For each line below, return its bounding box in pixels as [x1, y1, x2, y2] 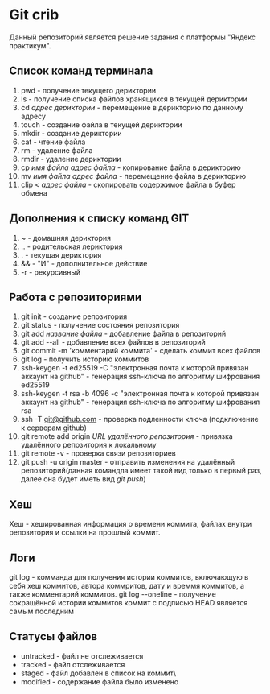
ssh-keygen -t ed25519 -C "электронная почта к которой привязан [20, 363, 249, 373]
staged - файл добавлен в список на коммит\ [20, 668, 176, 678]
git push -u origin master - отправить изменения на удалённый [20, 457, 235, 467]
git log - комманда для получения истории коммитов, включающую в [9, 572, 249, 581]
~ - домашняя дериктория [20, 233, 112, 242]
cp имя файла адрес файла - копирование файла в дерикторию [20, 163, 242, 172]
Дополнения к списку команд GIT [9, 212, 190, 225]
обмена [20, 188, 47, 198]
